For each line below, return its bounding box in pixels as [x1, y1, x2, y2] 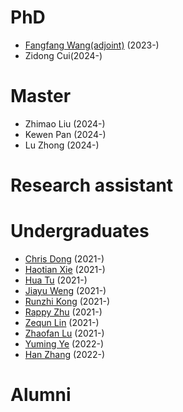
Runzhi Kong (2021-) [24, 296, 111, 307]
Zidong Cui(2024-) [24, 49, 103, 61]
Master [10, 85, 72, 108]
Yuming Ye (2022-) [24, 338, 105, 350]
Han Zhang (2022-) [24, 349, 106, 360]
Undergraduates [10, 220, 150, 243]
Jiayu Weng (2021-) [24, 285, 107, 296]
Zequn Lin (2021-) [24, 317, 100, 328]
